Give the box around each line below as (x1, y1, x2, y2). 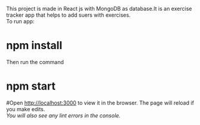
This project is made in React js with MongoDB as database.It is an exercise (6, 5, 192, 12)
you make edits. (6, 105, 45, 112)
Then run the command (6, 58, 64, 65)
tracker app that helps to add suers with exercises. (6, 11, 131, 19)
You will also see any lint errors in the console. (6, 112, 121, 119)
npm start (6, 80, 56, 93)
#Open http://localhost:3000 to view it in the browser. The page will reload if (6, 99, 194, 106)
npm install (6, 39, 63, 53)
